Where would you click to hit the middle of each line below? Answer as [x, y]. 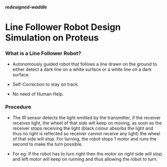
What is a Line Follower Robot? [43, 53]
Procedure [18, 107]
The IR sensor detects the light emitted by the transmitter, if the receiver [86, 118]
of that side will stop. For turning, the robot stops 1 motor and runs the [84, 139]
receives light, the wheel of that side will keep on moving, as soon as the [87, 123]
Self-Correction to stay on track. [45, 84]
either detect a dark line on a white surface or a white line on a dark [82, 69]
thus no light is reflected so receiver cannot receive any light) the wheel [86, 134]
